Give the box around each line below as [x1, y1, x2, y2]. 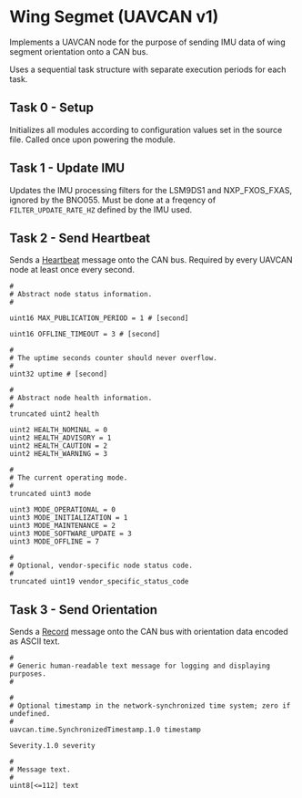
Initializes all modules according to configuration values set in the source [9, 124, 283, 135]
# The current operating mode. [9, 473, 128, 482]
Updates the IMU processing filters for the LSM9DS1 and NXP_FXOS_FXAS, [9, 184, 293, 195]
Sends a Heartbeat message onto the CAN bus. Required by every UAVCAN [9, 254, 293, 265]
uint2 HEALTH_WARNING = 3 [9, 450, 107, 459]
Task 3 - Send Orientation [9, 602, 157, 617]
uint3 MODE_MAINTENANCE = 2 [9, 522, 116, 531]
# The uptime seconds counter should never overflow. [9, 354, 218, 363]
